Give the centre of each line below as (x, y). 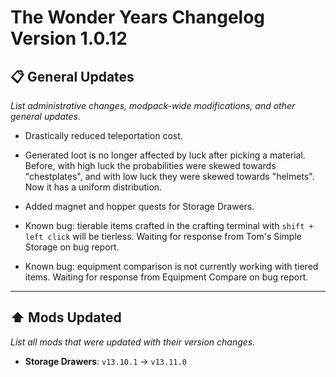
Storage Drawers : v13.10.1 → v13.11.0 (105, 361)
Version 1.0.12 (69, 38)
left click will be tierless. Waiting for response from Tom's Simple (163, 236)
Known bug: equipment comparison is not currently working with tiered (171, 266)
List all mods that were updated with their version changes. (133, 342)
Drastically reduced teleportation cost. (103, 135)
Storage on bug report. (72, 247)
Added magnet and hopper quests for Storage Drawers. (139, 206)
